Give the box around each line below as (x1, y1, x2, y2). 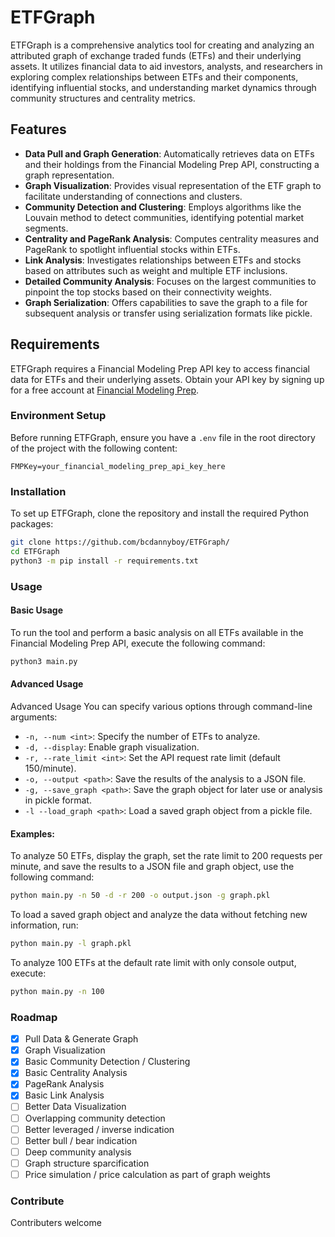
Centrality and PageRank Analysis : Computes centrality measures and (24, 232, 320, 245)
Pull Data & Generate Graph (24, 1033, 139, 1045)
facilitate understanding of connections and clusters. (24, 190, 243, 202)
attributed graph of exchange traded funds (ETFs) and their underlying (10, 49, 302, 61)
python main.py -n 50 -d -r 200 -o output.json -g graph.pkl (10, 891, 271, 901)
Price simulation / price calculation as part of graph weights (24, 1168, 271, 1180)
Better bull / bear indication (24, 1134, 138, 1146)
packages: (10, 518, 54, 530)
